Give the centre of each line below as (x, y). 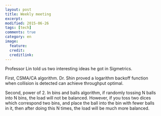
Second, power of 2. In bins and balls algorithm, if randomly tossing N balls (80, 93)
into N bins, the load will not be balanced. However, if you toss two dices (78, 98)
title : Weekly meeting (28, 14)
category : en (18, 37)
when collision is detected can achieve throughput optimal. (64, 83)
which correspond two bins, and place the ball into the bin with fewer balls (80, 103)
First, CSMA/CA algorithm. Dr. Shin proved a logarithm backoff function (77, 78)
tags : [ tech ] (18, 28)
